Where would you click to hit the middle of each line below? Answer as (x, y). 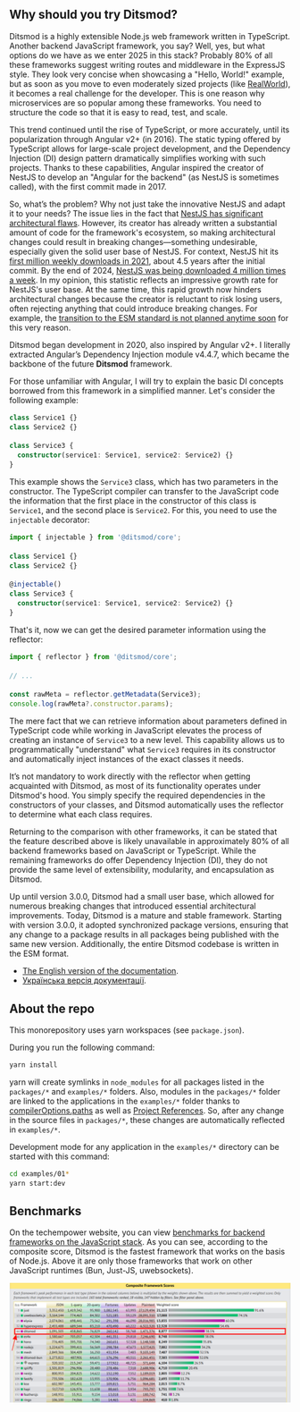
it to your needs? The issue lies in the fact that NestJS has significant (136, 213)
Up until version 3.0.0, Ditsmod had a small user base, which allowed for (142, 897)
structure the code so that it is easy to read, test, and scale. (119, 112)
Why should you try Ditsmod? (94, 15)
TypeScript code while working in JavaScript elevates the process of (136, 731)
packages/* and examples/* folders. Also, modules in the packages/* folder (145, 1091)
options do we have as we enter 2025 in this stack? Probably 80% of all (141, 55)
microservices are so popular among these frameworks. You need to (135, 103)
